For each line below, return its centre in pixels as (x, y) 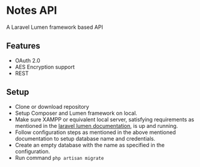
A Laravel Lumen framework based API (55, 27)
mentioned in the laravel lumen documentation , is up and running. (96, 126)
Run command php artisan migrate (59, 157)
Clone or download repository (52, 106)
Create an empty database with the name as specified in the (90, 145)
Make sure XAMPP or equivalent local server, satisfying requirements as (105, 119)
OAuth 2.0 (27, 60)
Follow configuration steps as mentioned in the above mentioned (95, 132)
